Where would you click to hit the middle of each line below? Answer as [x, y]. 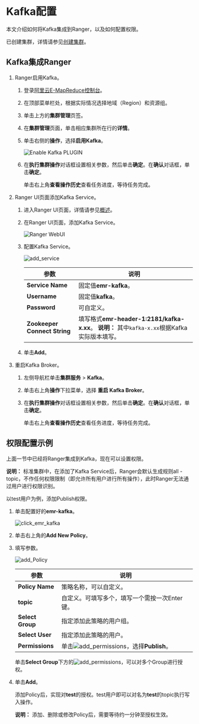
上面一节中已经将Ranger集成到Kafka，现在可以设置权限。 [76, 459]
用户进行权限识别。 [34, 486]
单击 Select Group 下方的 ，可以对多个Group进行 [96, 662]
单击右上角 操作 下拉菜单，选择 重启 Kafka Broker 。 [86, 390]
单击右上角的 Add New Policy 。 [53, 535]
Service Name [47, 285]
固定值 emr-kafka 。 [106, 286]
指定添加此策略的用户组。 [97, 621]
